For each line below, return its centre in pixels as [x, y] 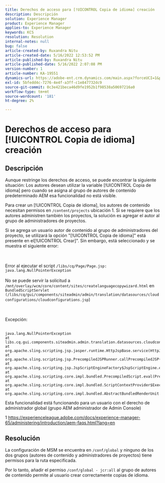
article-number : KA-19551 [31, 74]
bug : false [16, 46]
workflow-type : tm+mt [27, 92]
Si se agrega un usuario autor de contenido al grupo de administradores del [82, 230]
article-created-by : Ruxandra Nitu [41, 51]
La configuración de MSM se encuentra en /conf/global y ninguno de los [79, 450]
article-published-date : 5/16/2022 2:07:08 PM [54, 64]
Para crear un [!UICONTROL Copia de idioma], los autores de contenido [78, 205]
